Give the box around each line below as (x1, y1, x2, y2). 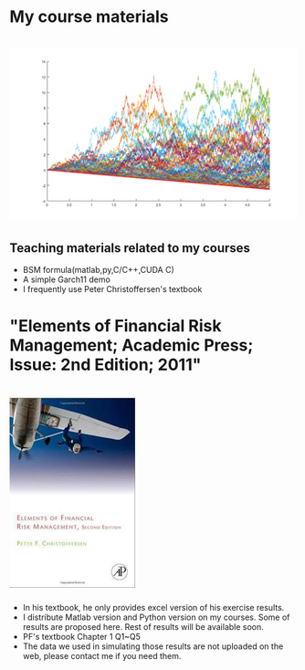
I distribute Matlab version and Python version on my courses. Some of (22, 612, 290, 623)
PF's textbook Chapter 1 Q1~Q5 (22, 632, 142, 643)
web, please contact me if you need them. (22, 651, 182, 662)
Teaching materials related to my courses (9, 240, 251, 256)
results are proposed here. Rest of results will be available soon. (22, 622, 265, 633)
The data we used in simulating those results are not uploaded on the (22, 641, 284, 652)
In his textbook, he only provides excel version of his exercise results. (22, 602, 285, 613)
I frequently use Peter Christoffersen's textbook (22, 283, 203, 294)
